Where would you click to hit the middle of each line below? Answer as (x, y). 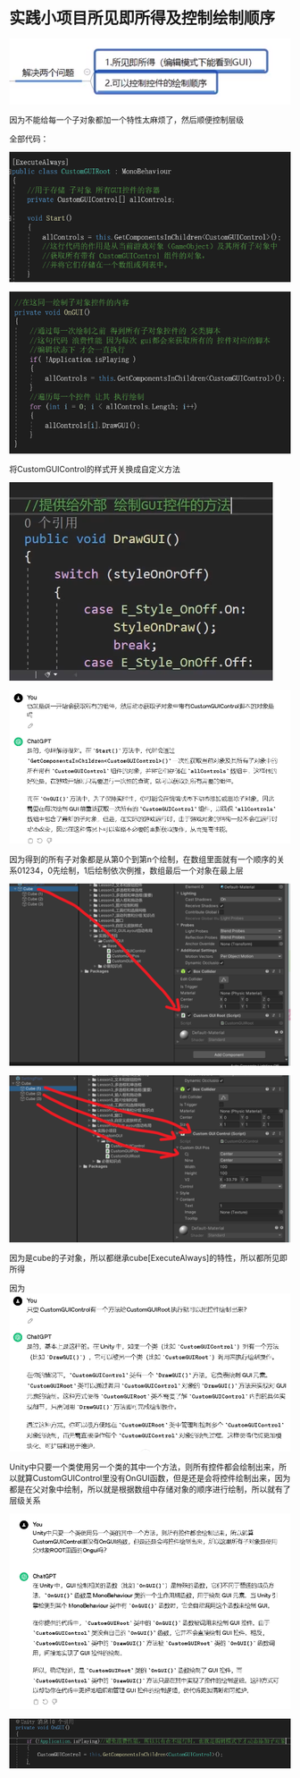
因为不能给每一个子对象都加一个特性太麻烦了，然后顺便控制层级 (126, 120)
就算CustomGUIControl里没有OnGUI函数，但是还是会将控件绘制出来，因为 (154, 1477)
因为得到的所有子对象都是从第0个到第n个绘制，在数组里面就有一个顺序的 (143, 859)
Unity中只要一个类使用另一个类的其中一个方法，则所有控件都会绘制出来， (144, 1467)
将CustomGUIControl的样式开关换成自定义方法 (95, 469)
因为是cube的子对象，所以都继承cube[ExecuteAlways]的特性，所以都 (137, 1257)
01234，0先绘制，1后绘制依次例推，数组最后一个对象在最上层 (130, 870)
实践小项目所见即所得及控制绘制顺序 (142, 18)
